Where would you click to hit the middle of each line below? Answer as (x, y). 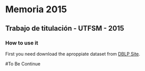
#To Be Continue (23, 64)
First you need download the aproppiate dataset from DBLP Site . (73, 54)
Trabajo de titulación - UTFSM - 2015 (65, 28)
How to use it (22, 43)
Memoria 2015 (36, 9)
